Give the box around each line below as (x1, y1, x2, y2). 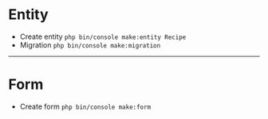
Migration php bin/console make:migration (19, 40, 161, 49)
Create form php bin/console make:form (19, 102, 152, 111)
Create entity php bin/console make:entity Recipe (19, 32, 187, 41)
